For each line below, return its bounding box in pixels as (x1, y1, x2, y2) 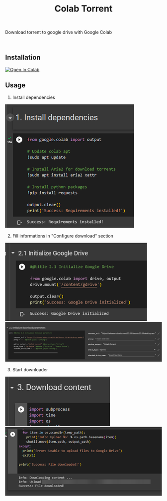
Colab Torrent (54, 3, 113, 14)
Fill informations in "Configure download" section (12, 233, 113, 239)
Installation (5, 53, 41, 62)
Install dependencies (12, 94, 56, 100)
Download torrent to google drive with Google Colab (5, 29, 112, 35)
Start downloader (12, 367, 48, 373)
